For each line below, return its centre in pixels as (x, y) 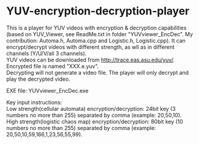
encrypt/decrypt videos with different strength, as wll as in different (90, 47)
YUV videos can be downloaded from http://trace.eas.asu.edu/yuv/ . (90, 60)
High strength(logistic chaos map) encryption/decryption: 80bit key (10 (95, 121)
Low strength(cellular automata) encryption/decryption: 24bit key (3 (91, 108)
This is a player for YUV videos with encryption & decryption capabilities (96, 28)
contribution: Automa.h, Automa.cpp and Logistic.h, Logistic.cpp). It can (96, 40)
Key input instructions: (34, 102)
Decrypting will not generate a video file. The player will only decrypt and (98, 72)
